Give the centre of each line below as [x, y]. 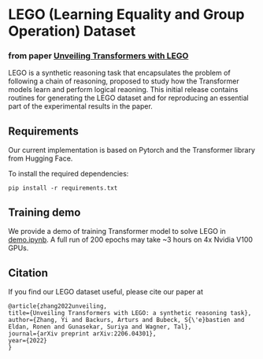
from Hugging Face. [41, 158]
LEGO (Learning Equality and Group [126, 15]
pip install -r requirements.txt [63, 188]
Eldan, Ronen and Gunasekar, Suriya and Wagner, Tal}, [100, 327]
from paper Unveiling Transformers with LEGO [98, 56]
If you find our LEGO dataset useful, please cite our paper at [106, 291]
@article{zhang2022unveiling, [58, 306]
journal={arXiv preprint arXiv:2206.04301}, [82, 333]
